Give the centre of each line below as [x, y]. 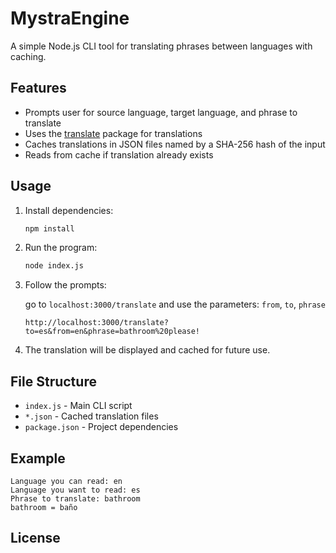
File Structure [53, 381]
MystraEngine [70, 18]
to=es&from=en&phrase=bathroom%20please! [112, 332]
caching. [28, 56]
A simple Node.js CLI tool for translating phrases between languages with [161, 46]
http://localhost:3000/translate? [96, 323]
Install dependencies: [69, 210]
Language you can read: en [66, 481]
